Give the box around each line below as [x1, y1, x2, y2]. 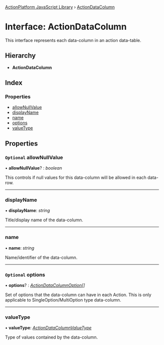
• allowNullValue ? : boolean [5, 165, 62, 171]
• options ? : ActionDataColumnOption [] [5, 282, 85, 288]
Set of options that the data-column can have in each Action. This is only [5, 292, 152, 298]
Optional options [5, 271, 45, 278]
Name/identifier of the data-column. [5, 254, 78, 260]
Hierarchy [5, 51, 36, 60]
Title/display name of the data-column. [5, 217, 83, 223]
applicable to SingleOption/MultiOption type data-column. [5, 297, 122, 303]
